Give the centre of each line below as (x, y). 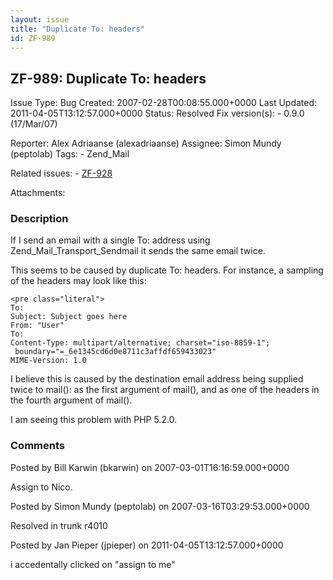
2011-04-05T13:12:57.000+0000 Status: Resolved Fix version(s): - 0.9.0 (157, 113)
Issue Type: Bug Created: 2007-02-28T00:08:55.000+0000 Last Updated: (164, 103)
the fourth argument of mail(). (71, 400)
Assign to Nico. (41, 487)
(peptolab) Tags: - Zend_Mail (70, 154)
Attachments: (38, 193)
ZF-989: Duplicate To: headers (108, 78)
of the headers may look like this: (78, 281)
